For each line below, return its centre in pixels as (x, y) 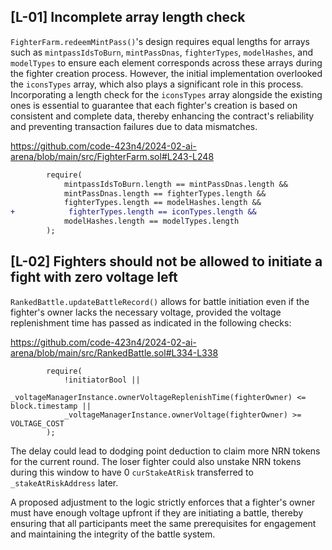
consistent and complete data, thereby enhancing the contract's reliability (162, 116)
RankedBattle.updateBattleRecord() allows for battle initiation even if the (160, 301)
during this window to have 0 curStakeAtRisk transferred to (132, 472)
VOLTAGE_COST (37, 423)
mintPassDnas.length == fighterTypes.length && (165, 193)
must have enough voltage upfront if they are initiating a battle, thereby (157, 512)
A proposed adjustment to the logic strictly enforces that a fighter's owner (163, 502)
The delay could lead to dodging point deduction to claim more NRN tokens (165, 451)
